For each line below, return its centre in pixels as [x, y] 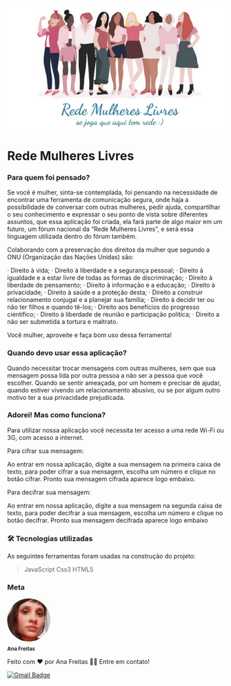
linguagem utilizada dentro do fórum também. [72, 236]
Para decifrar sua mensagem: [49, 492]
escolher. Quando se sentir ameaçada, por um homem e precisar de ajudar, [114, 383]
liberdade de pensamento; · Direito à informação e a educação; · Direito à [111, 285]
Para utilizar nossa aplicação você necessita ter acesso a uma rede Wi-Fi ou [115, 430]
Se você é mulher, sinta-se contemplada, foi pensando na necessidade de [112, 192]
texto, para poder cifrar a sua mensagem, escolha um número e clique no [111, 472]
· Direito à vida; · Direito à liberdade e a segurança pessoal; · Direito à [105, 270]
